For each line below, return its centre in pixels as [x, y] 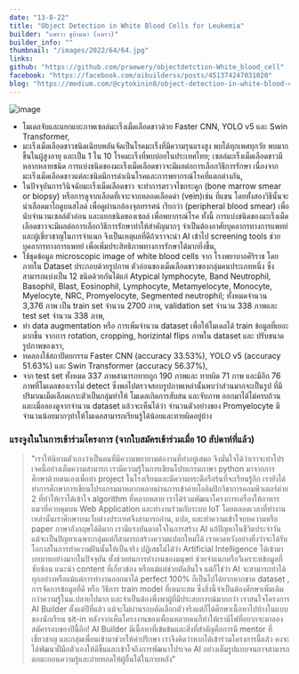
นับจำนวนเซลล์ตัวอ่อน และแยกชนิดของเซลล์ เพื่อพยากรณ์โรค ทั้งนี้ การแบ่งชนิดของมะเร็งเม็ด [155, 215]
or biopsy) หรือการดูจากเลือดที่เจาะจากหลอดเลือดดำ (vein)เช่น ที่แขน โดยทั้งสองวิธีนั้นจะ [155, 196]
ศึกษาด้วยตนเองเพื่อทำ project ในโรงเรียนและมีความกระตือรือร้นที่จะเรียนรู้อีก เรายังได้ [158, 478]
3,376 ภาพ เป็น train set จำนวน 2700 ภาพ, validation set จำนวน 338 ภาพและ [149, 305]
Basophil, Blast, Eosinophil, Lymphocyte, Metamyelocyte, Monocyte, [147, 286]
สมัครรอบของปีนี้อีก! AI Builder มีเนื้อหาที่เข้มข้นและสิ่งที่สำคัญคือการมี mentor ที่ [152, 629]
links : [21, 59]
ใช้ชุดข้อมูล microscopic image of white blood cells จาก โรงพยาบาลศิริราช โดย [150, 256]
